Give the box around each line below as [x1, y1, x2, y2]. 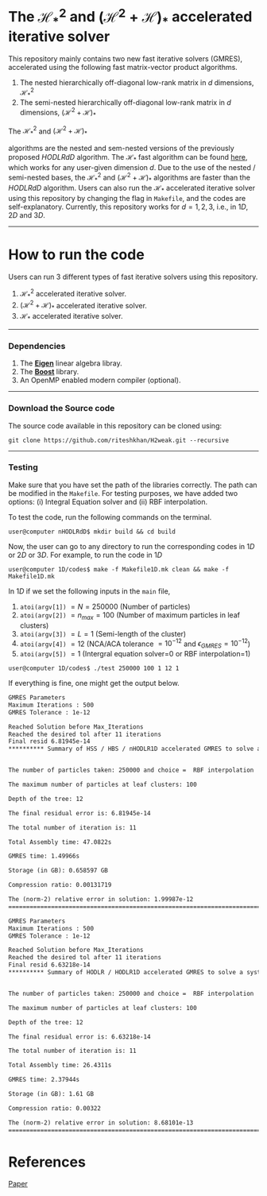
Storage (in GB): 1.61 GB [8, 1090, 94, 1098]
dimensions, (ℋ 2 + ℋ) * [19, 106, 97, 119]
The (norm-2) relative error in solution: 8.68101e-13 [8, 1118, 194, 1127]
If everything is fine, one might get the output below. [8, 679, 180, 688]
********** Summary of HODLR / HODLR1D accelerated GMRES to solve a [8, 969, 244, 977]
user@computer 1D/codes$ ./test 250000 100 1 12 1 [8, 664, 180, 672]
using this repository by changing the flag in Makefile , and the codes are [8, 194, 246, 203]
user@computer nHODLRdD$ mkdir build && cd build [8, 528, 176, 536]
